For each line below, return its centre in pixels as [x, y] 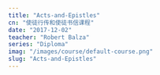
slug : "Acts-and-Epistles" [52, 59]
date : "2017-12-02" [40, 30]
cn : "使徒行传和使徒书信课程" [51, 23]
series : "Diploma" [38, 45]
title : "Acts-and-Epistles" [54, 15]
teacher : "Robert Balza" [49, 37]
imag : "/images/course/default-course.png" [81, 52]
